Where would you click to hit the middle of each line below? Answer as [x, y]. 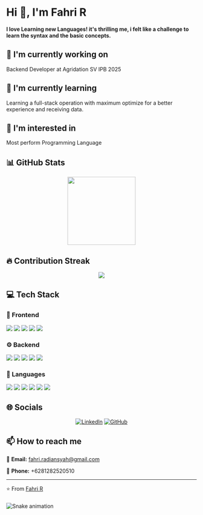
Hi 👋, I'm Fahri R [46, 12]
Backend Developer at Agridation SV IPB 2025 [64, 69]
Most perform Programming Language [54, 143]
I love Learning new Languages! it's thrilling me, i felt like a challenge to [98, 29]
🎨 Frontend [23, 315]
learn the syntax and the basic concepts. [59, 35]
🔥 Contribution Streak [48, 261]
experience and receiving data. [45, 109]
